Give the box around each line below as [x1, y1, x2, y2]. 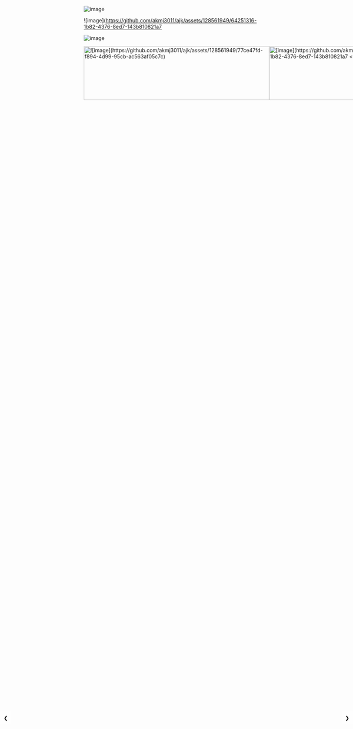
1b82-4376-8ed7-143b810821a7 [84, 24, 162, 30]
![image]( [84, 17, 106, 24]
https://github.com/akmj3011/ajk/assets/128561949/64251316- [105, 17, 257, 24]
